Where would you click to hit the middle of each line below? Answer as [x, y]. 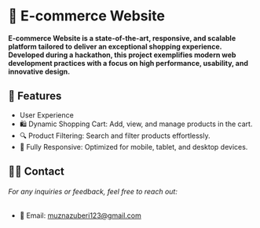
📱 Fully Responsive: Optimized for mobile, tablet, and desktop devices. [134, 147]
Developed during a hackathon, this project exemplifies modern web [122, 55]
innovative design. [39, 71]
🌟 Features [35, 96]
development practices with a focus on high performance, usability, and [128, 63]
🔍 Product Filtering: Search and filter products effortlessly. [115, 136]
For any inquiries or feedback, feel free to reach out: [93, 191]
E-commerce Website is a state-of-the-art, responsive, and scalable [122, 38]
